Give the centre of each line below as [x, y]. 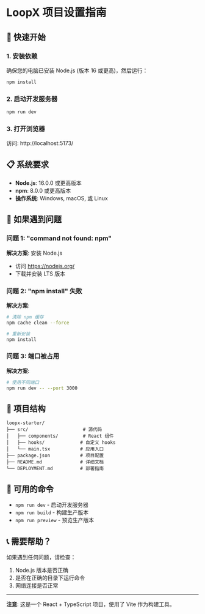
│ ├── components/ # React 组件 [60, 436]
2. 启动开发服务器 [32, 99]
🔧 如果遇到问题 [34, 219]
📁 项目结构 [26, 409]
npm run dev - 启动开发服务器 [52, 505]
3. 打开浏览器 [26, 129]
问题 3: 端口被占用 [33, 356]
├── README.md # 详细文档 [55, 462]
